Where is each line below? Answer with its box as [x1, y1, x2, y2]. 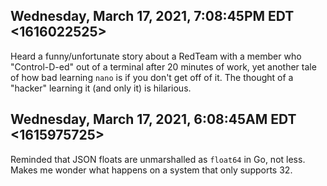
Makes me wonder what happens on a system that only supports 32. [10, 164, 293, 176]
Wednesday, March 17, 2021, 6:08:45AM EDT [10, 111, 297, 128]
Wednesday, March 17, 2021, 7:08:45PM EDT [10, 8, 295, 25]
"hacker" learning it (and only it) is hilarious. [10, 82, 192, 94]
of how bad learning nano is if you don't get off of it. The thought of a [10, 71, 294, 83]
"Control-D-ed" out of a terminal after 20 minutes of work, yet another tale [10, 60, 317, 73]
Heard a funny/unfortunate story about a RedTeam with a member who [10, 50, 302, 62]
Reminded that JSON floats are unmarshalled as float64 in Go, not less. [10, 153, 306, 165]
